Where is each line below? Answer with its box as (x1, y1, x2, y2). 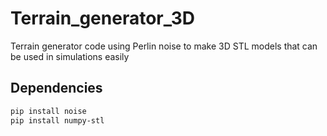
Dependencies (10, 80, 103, 97)
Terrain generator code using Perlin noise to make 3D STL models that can (10, 40, 318, 52)
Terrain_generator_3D (10, 7, 196, 30)
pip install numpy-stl (10, 115, 105, 126)
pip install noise (10, 106, 87, 116)
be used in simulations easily (10, 50, 130, 62)
